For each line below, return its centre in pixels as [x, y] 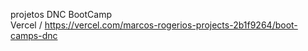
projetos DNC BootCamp [61, 14]
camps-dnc [34, 35]
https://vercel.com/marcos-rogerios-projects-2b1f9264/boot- [171, 25]
